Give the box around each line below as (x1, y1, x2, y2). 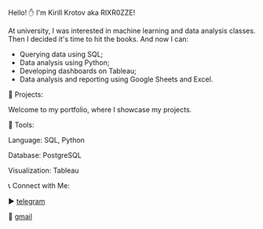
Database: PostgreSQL (8, 151, 82, 160)
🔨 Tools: (8, 120, 35, 129)
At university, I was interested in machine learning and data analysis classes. (8, 26, 256, 35)
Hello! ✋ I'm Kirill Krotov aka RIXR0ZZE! (8, 8, 136, 17)
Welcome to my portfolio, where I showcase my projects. (8, 105, 192, 114)
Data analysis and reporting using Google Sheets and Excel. (19, 75, 214, 84)
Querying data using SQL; (19, 49, 104, 59)
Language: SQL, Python (8, 136, 85, 144)
